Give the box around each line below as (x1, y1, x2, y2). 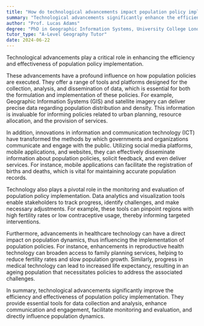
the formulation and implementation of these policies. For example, (6, 92, 174, 98)
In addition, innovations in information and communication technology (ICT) (6, 129, 195, 136)
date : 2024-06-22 (6, 37, 50, 43)
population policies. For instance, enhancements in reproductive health (6, 243, 184, 250)
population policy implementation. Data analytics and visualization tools (6, 192, 185, 199)
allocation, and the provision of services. (6, 117, 108, 124)
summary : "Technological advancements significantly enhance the (6, 15, 175, 21)
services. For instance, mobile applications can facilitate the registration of (6, 161, 193, 168)
